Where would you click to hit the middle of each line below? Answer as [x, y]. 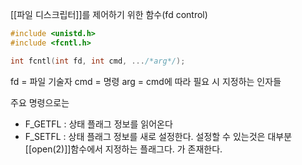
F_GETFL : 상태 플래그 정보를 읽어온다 [98, 124]
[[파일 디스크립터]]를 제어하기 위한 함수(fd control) [109, 14]
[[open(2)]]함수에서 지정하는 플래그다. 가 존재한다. [123, 149]
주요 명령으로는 [40, 102]
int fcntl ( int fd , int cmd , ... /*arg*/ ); [98, 61]
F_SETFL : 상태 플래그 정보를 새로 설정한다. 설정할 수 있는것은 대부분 [158, 136]
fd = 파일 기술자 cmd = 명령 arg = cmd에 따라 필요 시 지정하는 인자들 [146, 81]
